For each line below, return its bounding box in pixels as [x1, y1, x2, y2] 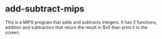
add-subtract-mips [5, 3, 85, 14]
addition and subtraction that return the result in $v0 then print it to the [5, 24, 148, 30]
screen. [5, 29, 21, 35]
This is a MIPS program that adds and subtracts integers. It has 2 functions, [5, 19, 158, 25]
